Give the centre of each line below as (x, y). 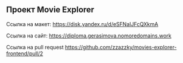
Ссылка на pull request (35, 47)
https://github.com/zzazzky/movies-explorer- (121, 47)
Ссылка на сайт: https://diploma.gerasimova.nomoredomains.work (89, 36)
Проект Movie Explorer (50, 10)
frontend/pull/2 (25, 53)
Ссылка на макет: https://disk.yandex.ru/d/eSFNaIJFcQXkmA (82, 24)
